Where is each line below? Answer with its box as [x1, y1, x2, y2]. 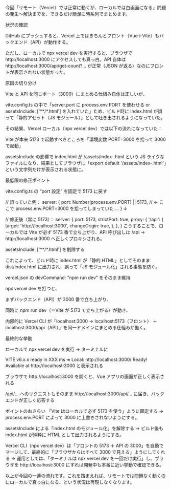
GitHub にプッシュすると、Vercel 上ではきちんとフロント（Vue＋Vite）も [5, 33, 160, 38]
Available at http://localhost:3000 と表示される [5, 363, 104, 369]
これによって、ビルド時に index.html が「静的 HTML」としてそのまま [5, 258, 151, 263]
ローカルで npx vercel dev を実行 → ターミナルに [5, 346, 108, 352]
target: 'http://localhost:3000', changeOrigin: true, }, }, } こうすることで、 [5, 223, 159, 229]
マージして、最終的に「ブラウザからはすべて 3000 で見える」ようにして [5, 449, 157, 455]
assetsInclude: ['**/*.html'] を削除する [5, 246, 85, 252]
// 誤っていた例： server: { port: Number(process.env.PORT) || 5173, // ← [5, 199, 158, 205]
